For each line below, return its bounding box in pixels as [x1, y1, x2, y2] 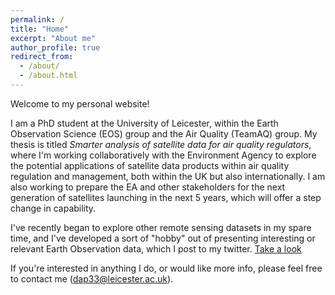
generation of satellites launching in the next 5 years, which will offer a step [10, 191, 322, 203]
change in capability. [10, 202, 97, 214]
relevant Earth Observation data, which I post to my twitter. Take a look [10, 242, 302, 255]
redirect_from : [10, 52, 74, 62]
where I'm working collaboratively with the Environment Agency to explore [10, 149, 317, 161]
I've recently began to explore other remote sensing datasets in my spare [10, 221, 312, 233]
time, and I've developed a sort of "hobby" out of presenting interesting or [10, 232, 316, 244]
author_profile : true [10, 42, 101, 53]
